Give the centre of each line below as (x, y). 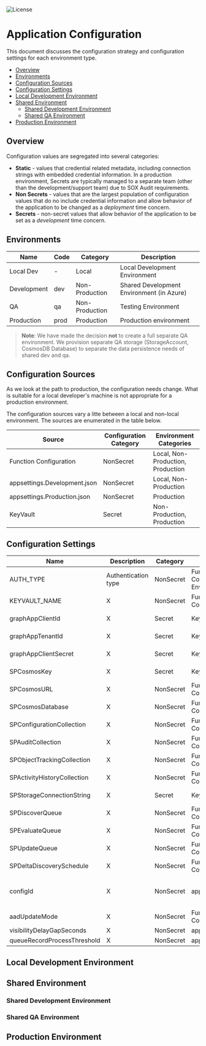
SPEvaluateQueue (35, 831)
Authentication (128, 576)
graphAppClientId (35, 619)
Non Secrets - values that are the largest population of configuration (102, 194)
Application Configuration (74, 34)
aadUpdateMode (34, 917)
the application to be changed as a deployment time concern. (93, 207)
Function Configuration (43, 462)
